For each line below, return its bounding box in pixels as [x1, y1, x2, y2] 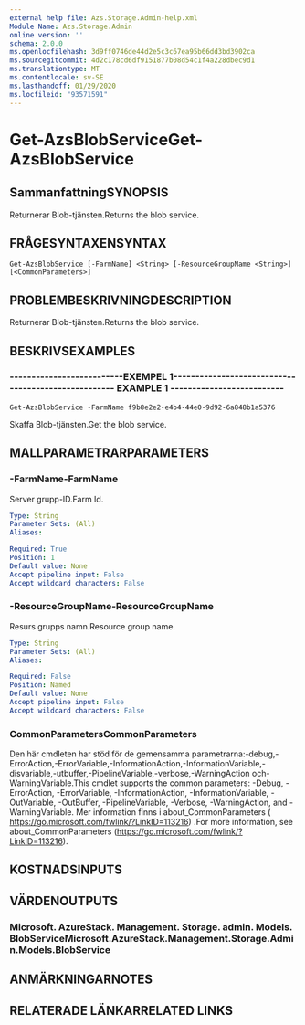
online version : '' [9, 30, 84, 39]
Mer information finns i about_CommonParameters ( [76, 807, 271, 818]
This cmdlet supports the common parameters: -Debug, [73, 777, 284, 788]
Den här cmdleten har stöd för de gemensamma [9, 748, 190, 759]
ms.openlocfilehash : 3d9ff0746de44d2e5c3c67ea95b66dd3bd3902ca [9, 48, 256, 57]
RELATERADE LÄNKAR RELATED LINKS [9, 1002, 234, 1019]
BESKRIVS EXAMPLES [9, 343, 136, 359]
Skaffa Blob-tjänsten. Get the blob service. [9, 418, 167, 429]
